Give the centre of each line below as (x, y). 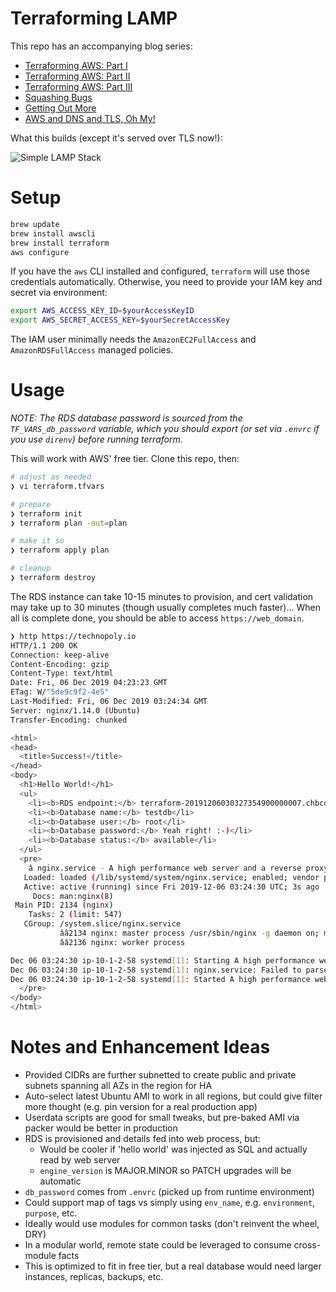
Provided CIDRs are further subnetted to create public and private (160, 1075)
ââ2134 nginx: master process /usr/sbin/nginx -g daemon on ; (189, 933)
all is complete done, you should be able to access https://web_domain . (157, 618)
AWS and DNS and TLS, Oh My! (90, 118)
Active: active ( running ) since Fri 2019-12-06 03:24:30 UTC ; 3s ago (171, 887)
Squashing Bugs (58, 97)
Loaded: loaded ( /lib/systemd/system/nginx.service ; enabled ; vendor (171, 877)
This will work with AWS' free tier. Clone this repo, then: (125, 459)
